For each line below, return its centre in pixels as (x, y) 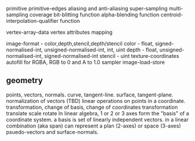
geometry (24, 80)
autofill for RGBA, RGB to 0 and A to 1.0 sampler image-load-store (85, 62)
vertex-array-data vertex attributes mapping (59, 32)
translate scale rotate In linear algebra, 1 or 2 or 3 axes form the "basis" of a (98, 113)
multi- (176, 8)
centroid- (172, 15)
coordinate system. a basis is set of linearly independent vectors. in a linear (97, 119)
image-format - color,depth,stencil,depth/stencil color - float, (80, 44)
